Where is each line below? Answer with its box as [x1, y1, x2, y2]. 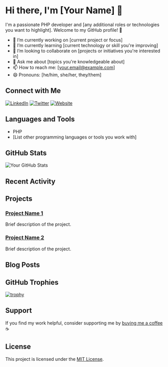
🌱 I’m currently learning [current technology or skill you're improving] [12, 42, 158, 48]
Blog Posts [5, 261, 40, 269]
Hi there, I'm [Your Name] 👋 [5, 5, 123, 16]
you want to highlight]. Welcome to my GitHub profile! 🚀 [5, 27, 123, 33]
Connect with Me [5, 86, 61, 95]
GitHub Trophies [5, 278, 59, 287]
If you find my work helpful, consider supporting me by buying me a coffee [5, 319, 163, 326]
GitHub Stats [5, 148, 47, 157]
